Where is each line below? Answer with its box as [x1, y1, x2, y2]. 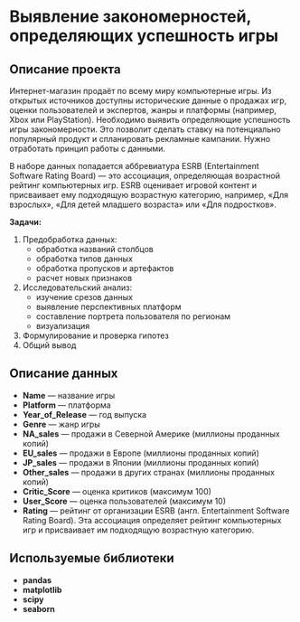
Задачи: [9, 217, 42, 227]
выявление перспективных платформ [35, 301, 183, 312]
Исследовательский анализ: [22, 282, 133, 293]
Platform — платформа [22, 400, 111, 410]
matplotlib [22, 584, 62, 595]
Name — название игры [22, 390, 116, 401]
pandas [22, 574, 52, 585]
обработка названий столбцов [35, 244, 154, 254]
